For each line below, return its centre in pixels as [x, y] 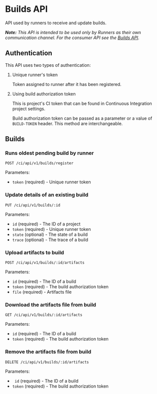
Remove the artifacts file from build [48, 352]
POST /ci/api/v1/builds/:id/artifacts [45, 263]
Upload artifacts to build [35, 252]
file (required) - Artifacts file [42, 292]
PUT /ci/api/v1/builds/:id [33, 205]
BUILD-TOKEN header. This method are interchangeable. [67, 123]
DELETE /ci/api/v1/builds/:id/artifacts [47, 362]
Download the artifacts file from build [51, 305]
